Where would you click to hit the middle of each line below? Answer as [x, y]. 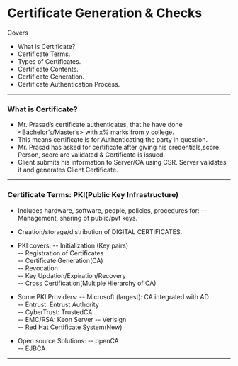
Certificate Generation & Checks [105, 13]
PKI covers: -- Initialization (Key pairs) [73, 245]
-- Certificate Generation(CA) [61, 260]
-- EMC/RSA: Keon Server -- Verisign [72, 319]
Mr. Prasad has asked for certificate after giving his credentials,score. [119, 148]
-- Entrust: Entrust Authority [58, 304]
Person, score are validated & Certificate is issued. [91, 155]
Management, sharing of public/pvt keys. [78, 218]
